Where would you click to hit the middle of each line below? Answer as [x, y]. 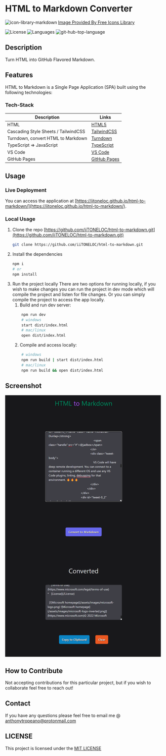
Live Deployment [26, 190]
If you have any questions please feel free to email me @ [63, 715]
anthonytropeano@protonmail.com [41, 721]
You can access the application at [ [41, 201]
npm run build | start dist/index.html [62, 360]
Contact [18, 704]
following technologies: [29, 92]
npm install [24, 274]
